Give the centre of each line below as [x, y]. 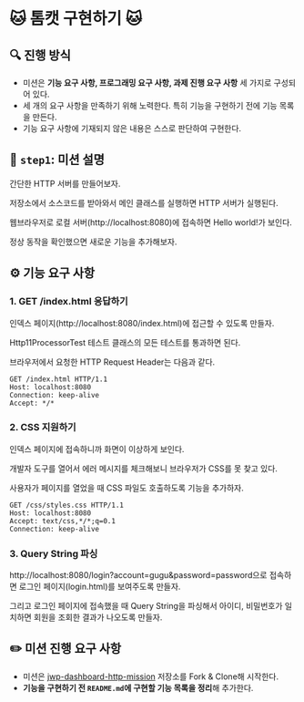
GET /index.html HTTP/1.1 [58, 379]
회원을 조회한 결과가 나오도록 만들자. [98, 617]
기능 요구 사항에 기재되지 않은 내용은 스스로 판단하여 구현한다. [132, 128]
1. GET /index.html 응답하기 [69, 302]
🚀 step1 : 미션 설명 [57, 160]
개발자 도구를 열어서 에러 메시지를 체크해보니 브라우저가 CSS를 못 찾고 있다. [143, 468]
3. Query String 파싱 [54, 553]
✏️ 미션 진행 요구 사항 [66, 649]
